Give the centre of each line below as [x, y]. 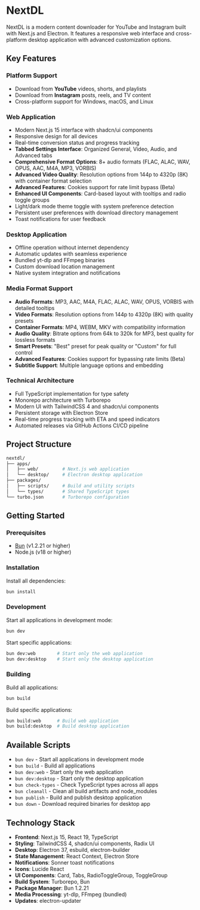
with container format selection [53, 181]
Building [19, 674]
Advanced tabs [33, 155]
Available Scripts [38, 745]
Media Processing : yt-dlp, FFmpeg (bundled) [71, 894]
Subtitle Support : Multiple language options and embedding [89, 365]
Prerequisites [26, 532]
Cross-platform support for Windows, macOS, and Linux [84, 101]
